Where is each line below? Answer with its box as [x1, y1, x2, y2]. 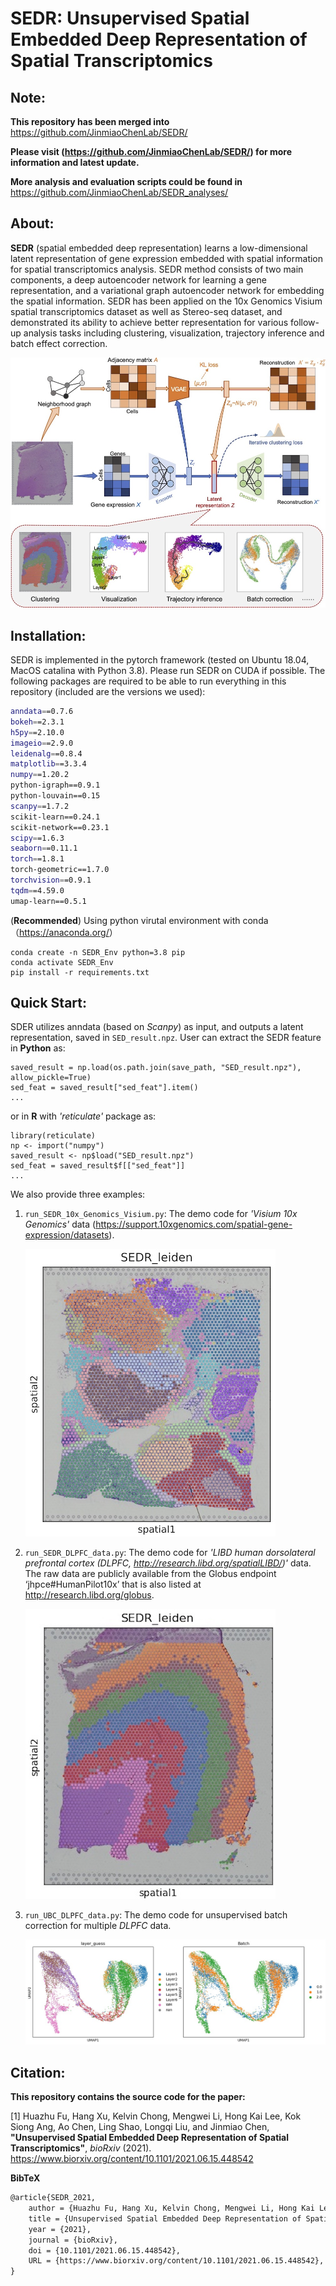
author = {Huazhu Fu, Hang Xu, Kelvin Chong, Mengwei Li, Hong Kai [28, 2203, 315, 2214]
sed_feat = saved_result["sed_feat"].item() [10, 1083, 199, 1093]
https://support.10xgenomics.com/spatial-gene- [95, 1218, 293, 1231]
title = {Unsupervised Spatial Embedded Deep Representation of [28, 2213, 302, 2224]
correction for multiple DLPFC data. [24, 1920, 172, 1932]
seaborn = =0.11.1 [10, 843, 78, 854]
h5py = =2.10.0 [10, 727, 65, 737]
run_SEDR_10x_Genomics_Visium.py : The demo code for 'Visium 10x [24, 1208, 298, 1220]
